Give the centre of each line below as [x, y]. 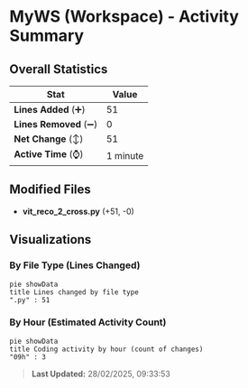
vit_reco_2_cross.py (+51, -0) [78, 211]
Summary [46, 36]
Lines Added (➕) [50, 110]
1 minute [125, 155]
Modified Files [51, 190]
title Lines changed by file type [74, 292]
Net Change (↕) [49, 139]
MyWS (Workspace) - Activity [124, 17]
